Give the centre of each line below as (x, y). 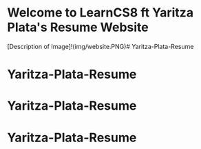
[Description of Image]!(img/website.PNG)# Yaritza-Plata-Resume (100, 46)
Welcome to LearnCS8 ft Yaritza (100, 13)
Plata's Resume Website (78, 27)
